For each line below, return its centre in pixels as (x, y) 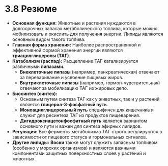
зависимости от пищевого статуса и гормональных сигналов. (79, 137)
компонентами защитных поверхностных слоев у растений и (79, 153)
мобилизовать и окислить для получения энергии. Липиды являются (88, 34)
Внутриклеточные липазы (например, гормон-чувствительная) (90, 83)
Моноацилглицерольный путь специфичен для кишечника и (87, 110)
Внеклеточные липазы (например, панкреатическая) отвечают (90, 72)
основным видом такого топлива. (49, 39)
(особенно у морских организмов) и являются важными (74, 148)
